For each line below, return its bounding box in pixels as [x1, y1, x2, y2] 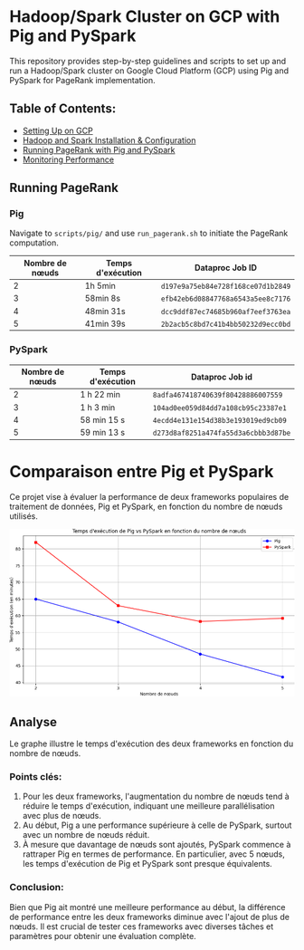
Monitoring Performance [22, 154, 115, 165]
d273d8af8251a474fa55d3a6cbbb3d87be [152, 428, 291, 438]
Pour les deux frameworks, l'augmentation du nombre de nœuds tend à [22, 791, 290, 802]
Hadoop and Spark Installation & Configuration [22, 134, 196, 146]
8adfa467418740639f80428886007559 [152, 391, 283, 400]
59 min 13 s [80, 427, 125, 438]
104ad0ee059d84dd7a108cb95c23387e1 [152, 403, 287, 413]
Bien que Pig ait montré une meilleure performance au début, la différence [9, 901, 286, 912]
